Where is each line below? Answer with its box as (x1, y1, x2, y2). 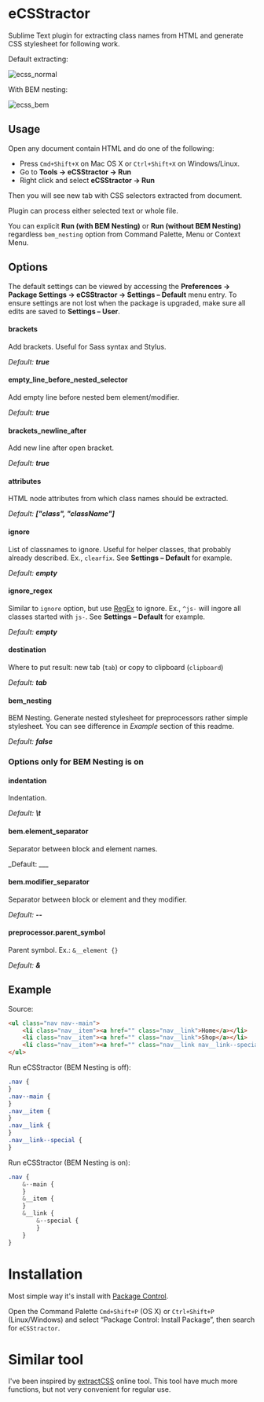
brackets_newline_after (8, 426, 87, 435)
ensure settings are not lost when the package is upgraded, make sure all (8, 298, 246, 307)
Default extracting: (8, 54, 68, 64)
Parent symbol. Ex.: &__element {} (8, 945, 119, 954)
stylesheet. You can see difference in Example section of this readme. (8, 722, 234, 731)
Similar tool (8, 1350, 84, 1368)
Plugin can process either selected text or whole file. (8, 206, 178, 215)
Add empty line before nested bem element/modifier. (8, 392, 180, 401)
